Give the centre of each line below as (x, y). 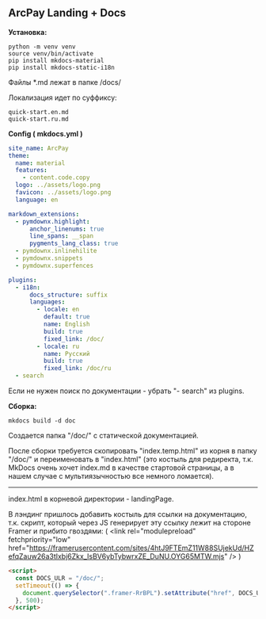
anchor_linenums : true (66, 229)
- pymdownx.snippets (49, 258)
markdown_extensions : (44, 214)
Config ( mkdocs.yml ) (46, 133)
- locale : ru (58, 346)
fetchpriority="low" (40, 540)
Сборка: (23, 407)
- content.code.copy (56, 178)
